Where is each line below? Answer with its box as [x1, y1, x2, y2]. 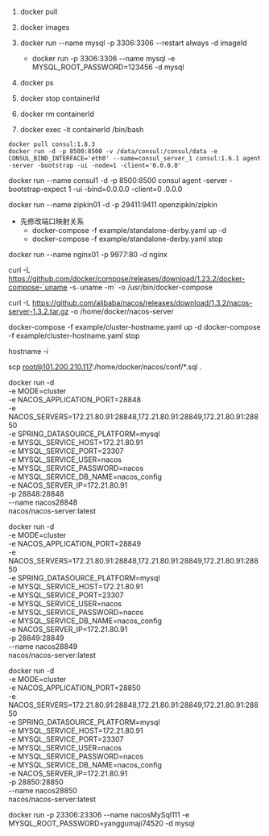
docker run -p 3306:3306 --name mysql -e [31, 54, 176, 63]
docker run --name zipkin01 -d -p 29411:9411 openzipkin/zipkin [8, 200, 217, 209]
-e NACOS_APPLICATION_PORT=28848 [8, 395, 142, 404]
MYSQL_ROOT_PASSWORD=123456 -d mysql [31, 62, 184, 72]
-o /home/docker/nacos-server [70, 306, 175, 316]
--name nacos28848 [8, 497, 78, 507]
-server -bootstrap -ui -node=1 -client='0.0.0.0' [8, 161, 182, 169]
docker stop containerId [19, 94, 101, 103]
